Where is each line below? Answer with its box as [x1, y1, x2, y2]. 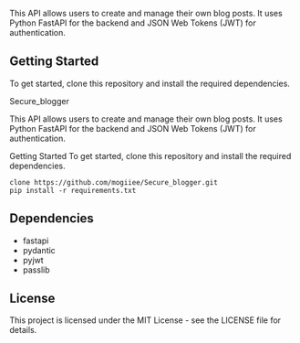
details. [9, 325, 37, 336]
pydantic [22, 244, 57, 255]
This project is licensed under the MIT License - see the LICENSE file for [9, 315, 281, 326]
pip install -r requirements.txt [9, 186, 137, 195]
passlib [22, 264, 50, 275]
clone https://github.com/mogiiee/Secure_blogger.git [9, 177, 219, 187]
